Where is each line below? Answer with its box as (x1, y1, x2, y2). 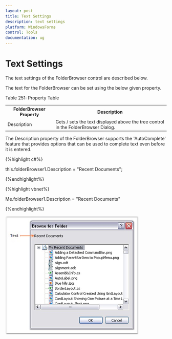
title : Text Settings (5, 13, 52, 19)
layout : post (5, 8, 33, 13)
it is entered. (5, 146, 32, 153)
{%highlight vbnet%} (5, 186, 50, 192)
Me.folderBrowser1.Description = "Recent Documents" (5, 196, 121, 202)
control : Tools (5, 30, 38, 35)
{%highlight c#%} (5, 156, 43, 162)
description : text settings (5, 19, 66, 24)
